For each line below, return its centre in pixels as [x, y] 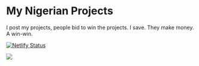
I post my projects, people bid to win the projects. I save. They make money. [100, 27]
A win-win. [19, 33]
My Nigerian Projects [60, 11]
